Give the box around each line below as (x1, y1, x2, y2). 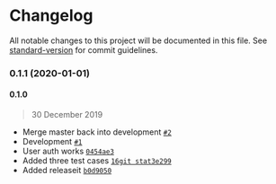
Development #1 (22, 136, 83, 147)
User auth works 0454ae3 (22, 145, 115, 157)
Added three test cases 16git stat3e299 (22, 155, 173, 166)
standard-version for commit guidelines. (9, 44, 158, 55)
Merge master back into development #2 (22, 127, 173, 137)
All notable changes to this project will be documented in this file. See (9, 35, 268, 46)
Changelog (9, 5, 93, 26)
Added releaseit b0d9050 (22, 165, 112, 176)
